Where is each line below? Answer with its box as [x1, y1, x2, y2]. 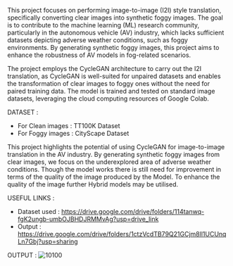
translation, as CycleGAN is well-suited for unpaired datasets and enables [7, 72, 221, 80]
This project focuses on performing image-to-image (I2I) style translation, [7, 6, 222, 14]
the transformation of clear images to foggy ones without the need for [7, 80, 210, 87]
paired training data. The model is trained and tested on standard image [7, 87, 215, 95]
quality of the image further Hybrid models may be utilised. [7, 180, 178, 189]
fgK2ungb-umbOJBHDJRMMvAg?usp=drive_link [17, 215, 159, 223]
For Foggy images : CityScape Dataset [17, 129, 130, 137]
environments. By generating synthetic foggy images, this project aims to [7, 44, 220, 51]
